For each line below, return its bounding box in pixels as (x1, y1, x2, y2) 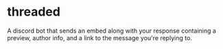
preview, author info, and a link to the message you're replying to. (7, 33, 192, 42)
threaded (7, 4, 60, 20)
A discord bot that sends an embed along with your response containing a (7, 27, 216, 35)
